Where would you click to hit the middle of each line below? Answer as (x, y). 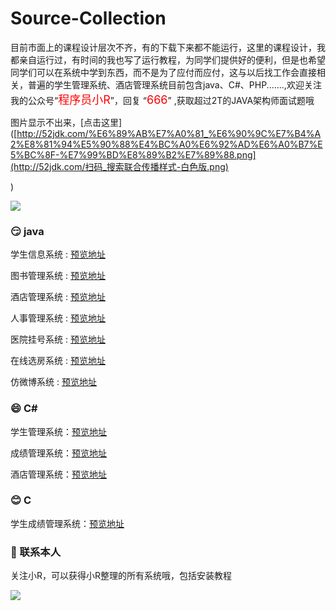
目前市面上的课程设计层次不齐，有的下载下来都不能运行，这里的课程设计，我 (168, 47)
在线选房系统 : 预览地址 (58, 361)
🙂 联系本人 (36, 552)
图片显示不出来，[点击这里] (66, 122)
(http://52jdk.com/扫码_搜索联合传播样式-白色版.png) (119, 166)
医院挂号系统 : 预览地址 (58, 339)
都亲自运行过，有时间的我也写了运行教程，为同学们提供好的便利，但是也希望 (168, 59)
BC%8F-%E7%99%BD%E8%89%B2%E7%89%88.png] (140, 154)
